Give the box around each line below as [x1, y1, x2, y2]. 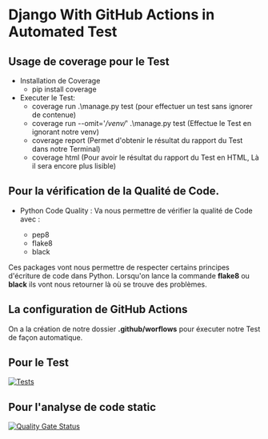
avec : [19, 214, 41, 224]
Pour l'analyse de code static [8, 400, 157, 414]
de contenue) [31, 110, 77, 120]
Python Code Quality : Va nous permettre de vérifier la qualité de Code [19, 205, 254, 215]
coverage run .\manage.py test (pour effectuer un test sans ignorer [31, 102, 254, 111]
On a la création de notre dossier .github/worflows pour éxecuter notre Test [8, 323, 261, 334]
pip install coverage [31, 84, 98, 94]
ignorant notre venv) [31, 127, 100, 136]
